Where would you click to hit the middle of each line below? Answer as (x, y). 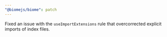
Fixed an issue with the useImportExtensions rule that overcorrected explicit (83, 24)
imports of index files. (27, 29)
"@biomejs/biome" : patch (31, 10)
